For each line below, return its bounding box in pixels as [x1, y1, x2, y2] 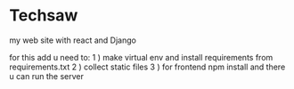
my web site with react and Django [9, 35, 136, 45]
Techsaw [9, 5, 78, 26]
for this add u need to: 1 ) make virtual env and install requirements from [9, 52, 274, 62]
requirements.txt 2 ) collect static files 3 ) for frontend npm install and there [9, 61, 286, 72]
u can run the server [9, 70, 85, 81]
